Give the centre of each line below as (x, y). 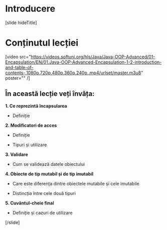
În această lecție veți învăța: (50, 94)
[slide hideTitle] (21, 23)
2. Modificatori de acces (31, 125)
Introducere (30, 9)
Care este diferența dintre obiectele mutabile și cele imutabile (76, 183)
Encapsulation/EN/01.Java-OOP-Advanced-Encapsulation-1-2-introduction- (83, 62)
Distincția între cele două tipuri (44, 193)
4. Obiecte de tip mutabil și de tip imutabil (49, 174)
